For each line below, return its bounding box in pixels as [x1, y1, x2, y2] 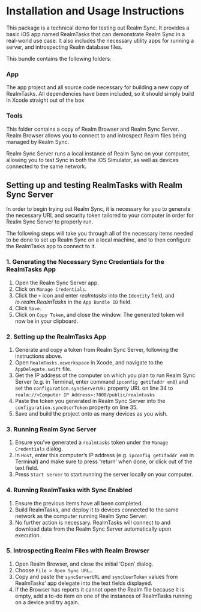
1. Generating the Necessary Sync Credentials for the [6, 258, 165, 266]
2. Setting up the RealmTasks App [6, 333, 107, 341]
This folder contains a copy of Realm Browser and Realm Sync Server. [6, 125, 179, 133]
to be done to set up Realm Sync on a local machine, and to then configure [6, 236, 191, 243]
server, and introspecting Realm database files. [6, 43, 123, 51]
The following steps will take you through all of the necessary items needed [6, 230, 193, 237]
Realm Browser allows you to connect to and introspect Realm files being [6, 131, 187, 139]
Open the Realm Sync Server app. [14, 279, 99, 286]
